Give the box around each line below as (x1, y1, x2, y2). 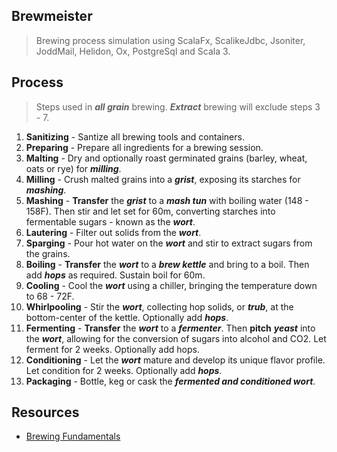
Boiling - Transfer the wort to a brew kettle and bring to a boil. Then (25, 258, 310, 270)
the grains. (25, 247, 71, 259)
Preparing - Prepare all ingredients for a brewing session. (25, 141, 264, 153)
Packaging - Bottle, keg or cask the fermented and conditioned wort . (25, 375, 316, 387)
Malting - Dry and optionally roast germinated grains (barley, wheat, (25, 152, 308, 164)
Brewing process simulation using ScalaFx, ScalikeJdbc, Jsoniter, (35, 34, 306, 46)
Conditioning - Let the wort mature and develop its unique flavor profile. (25, 354, 326, 366)
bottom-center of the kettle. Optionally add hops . (25, 311, 229, 323)
